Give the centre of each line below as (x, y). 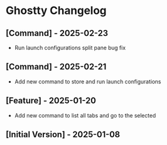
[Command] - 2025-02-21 (56, 67)
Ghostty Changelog (56, 11)
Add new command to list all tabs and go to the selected (85, 115)
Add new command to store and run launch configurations (88, 81)
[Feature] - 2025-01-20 (51, 101)
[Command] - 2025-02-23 (57, 33)
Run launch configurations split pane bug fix (70, 48)
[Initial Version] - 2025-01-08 (63, 135)
